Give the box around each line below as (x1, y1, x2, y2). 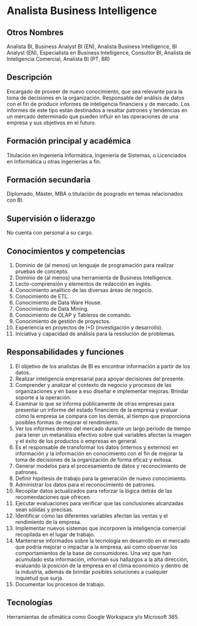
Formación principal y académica (6, 136, 131, 146)
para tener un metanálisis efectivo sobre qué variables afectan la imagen (15, 431, 191, 438)
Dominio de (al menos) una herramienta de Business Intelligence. (15, 274, 173, 281)
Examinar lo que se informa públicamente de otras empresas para (15, 400, 175, 407)
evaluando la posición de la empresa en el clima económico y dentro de (15, 562, 189, 569)
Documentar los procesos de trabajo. (15, 580, 106, 587)
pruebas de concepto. (15, 268, 69, 275)
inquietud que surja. (15, 574, 64, 581)
